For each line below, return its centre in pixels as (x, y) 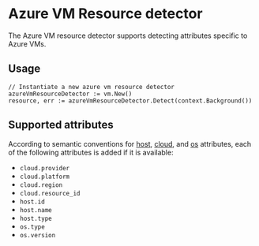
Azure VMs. (27, 43)
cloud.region (41, 185)
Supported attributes (61, 125)
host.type (36, 218)
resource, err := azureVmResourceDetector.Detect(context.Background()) (130, 101)
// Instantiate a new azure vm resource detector (92, 87)
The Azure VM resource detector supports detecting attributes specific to (128, 35)
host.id (32, 202)
